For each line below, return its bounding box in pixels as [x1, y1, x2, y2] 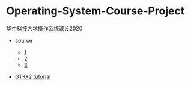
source [14, 37, 33, 44]
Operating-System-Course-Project [6, 4, 185, 18]
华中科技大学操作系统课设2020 [6, 25, 83, 32]
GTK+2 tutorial [14, 73, 51, 80]
